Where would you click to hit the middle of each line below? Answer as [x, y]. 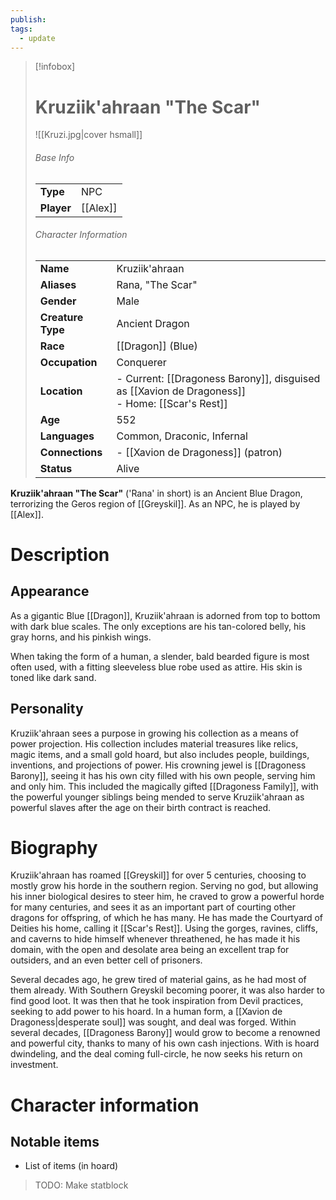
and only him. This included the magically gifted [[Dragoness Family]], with [164, 786]
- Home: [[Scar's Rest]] [172, 403]
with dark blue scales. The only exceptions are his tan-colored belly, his [158, 626]
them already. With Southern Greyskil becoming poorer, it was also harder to [167, 990]
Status [56, 468]
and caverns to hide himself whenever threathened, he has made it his [155, 939]
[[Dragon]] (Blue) [157, 346]
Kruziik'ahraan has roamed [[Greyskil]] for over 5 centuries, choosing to [158, 875]
